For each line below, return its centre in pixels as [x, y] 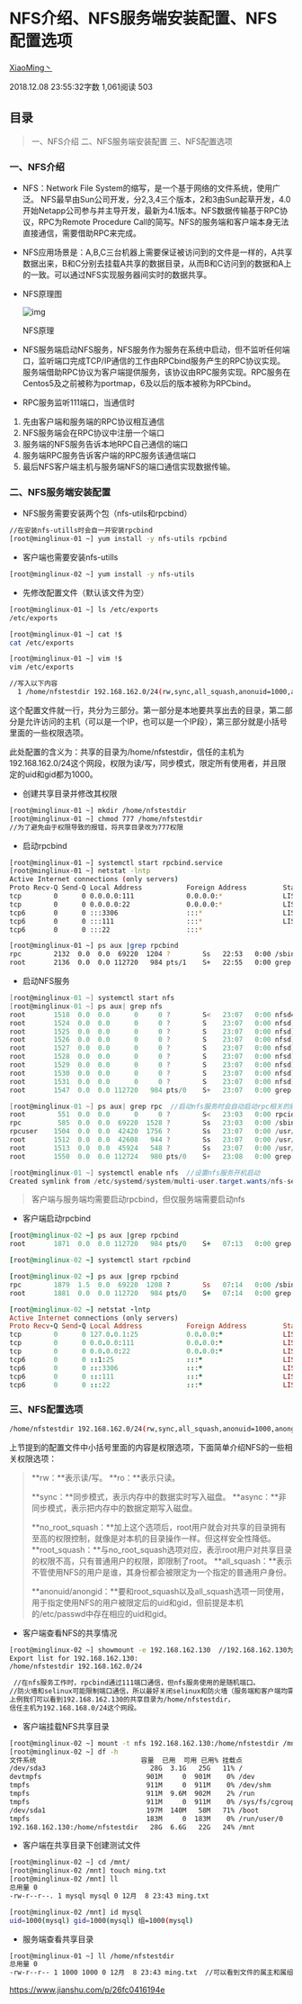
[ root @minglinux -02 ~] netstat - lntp [80, 1309]
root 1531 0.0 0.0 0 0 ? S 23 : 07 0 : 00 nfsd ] [152, 1081]
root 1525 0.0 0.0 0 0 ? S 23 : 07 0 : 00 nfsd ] [152, 1032]
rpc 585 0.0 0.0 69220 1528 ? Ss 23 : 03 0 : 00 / [144, 1123]
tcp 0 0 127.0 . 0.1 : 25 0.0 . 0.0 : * [116, 1335]
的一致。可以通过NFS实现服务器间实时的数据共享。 [117, 275]
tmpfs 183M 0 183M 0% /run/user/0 [146, 1819]
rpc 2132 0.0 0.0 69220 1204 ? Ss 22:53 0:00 [140, 954]
